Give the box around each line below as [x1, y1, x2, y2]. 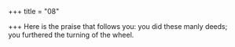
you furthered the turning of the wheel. [8, 31, 134, 39]
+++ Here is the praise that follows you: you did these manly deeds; [8, 22, 228, 31]
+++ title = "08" [8, 7, 60, 16]
